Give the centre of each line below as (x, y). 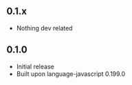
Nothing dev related (44, 28)
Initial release (35, 66)
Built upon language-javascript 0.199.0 (71, 74)
